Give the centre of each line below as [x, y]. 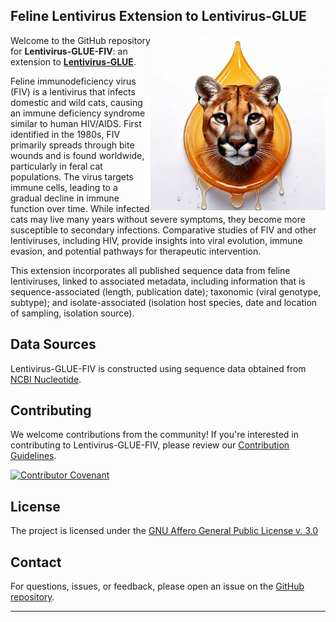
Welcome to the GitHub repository [80, 40]
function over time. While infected [80, 208]
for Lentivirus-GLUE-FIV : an [69, 51]
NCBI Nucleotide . [46, 379]
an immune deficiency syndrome [78, 113]
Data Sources [53, 344]
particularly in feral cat [56, 166]
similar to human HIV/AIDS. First [76, 123]
